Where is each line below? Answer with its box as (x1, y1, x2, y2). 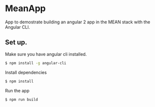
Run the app (5, 88, 30, 93)
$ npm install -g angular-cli (5, 60, 67, 66)
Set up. (5, 38, 28, 47)
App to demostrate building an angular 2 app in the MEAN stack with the (5, 19, 150, 25)
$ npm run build (5, 97, 38, 102)
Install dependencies (5, 69, 47, 75)
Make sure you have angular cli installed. (5, 51, 87, 57)
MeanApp (5, 3, 46, 14)
